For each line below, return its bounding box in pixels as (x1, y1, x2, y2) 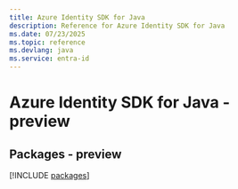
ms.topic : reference (9, 37, 86, 47)
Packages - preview (9, 146, 122, 161)
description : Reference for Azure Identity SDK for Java (9, 21, 226, 30)
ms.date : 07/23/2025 (9, 29, 86, 38)
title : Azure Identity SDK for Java (9, 12, 145, 22)
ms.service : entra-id (9, 54, 90, 63)
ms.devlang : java (9, 46, 74, 55)
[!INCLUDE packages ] (9, 170, 90, 180)
